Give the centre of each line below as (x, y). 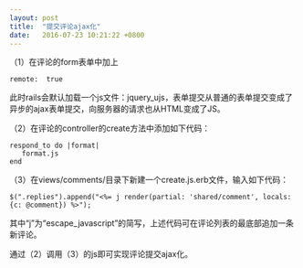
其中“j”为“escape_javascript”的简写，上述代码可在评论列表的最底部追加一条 (152, 223)
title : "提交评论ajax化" (55, 27)
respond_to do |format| (55, 146)
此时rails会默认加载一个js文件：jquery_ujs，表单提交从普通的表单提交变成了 (151, 98)
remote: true (37, 80)
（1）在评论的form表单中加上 (64, 62)
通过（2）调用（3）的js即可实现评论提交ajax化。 (101, 254)
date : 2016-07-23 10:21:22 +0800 (77, 35)
